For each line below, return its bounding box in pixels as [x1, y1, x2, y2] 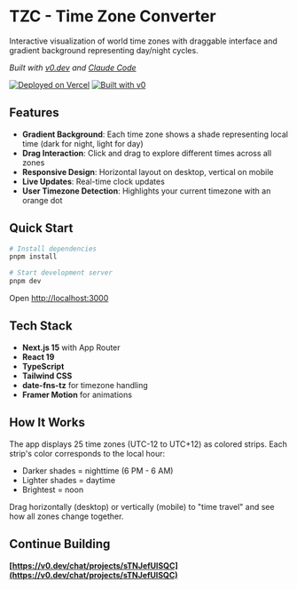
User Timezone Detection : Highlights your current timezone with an [21, 185, 271, 196]
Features [9, 105, 59, 121]
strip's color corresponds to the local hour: [9, 448, 166, 458]
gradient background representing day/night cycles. [9, 44, 199, 55]
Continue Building [9, 537, 111, 552]
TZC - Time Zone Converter [9, 6, 216, 27]
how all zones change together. [9, 511, 124, 521]
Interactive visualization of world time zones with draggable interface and [9, 36, 277, 46]
